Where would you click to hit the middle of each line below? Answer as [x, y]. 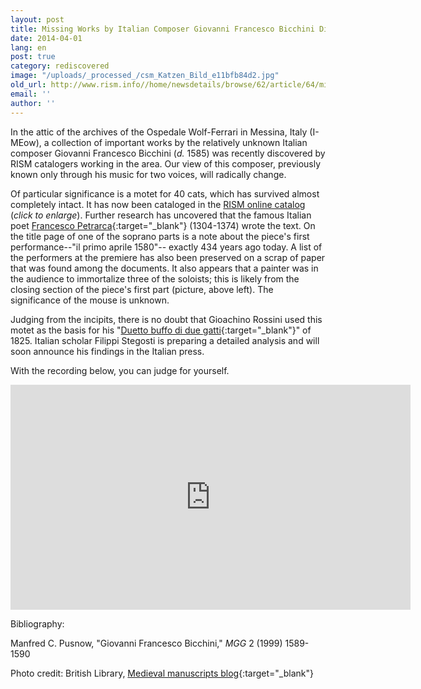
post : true [33, 57]
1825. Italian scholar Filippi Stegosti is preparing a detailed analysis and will [165, 340]
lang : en [28, 47]
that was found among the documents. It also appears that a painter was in [164, 268]
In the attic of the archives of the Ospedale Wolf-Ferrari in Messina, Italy [159, 132]
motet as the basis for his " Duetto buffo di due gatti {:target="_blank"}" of [161, 330]
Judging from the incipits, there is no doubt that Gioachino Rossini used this [166, 319]
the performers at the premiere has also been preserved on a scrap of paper [168, 257]
